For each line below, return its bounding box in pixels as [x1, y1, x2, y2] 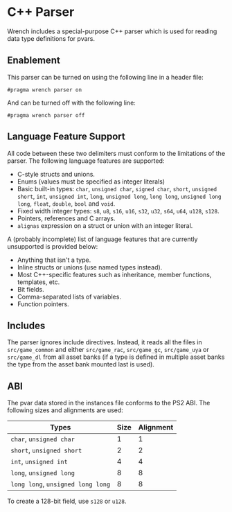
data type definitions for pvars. [7, 34, 96, 42]
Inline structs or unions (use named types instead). [17, 263, 163, 271]
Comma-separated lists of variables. [17, 292, 121, 301]
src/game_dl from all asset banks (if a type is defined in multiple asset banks [7, 353, 225, 361]
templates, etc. [17, 278, 60, 286]
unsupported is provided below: [7, 242, 98, 250]
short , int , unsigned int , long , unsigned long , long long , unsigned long [17, 192, 222, 200]
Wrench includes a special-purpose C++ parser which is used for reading [7, 27, 217, 35]
